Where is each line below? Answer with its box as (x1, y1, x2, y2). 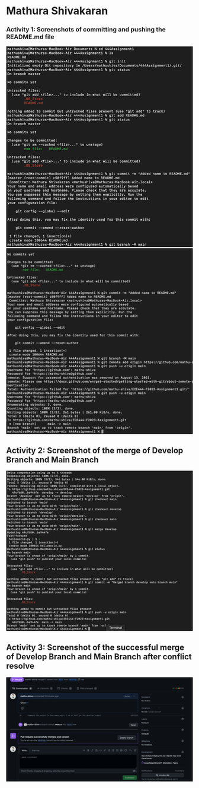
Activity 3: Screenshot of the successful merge (6, 643, 185, 653)
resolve (6, 661, 34, 671)
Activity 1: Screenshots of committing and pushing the (6, 26, 166, 34)
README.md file (6, 33, 54, 41)
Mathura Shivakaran (6, 4, 108, 18)
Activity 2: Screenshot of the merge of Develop (6, 445, 184, 455)
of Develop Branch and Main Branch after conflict (6, 652, 192, 662)
